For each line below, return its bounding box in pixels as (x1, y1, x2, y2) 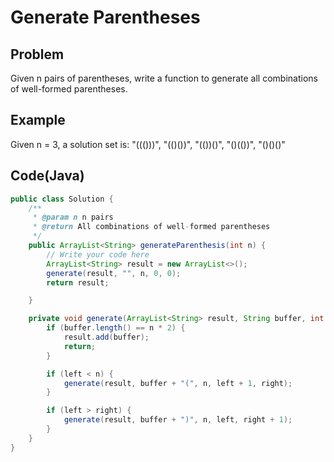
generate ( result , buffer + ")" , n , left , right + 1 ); (63, 415, 293, 425)
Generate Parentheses (10, 6, 201, 29)
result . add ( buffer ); (63, 332, 150, 342)
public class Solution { (10, 194, 114, 204)
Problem (10, 46, 65, 63)
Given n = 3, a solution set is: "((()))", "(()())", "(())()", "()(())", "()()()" (10, 138, 286, 150)
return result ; (46, 277, 110, 288)
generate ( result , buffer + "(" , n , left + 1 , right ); (63, 378, 293, 388)
